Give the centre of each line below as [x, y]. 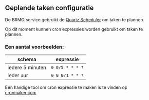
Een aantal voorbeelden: [35, 47]
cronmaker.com [21, 93]
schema [27, 59]
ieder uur [18, 76]
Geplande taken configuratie [49, 8]
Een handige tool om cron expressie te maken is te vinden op [66, 87]
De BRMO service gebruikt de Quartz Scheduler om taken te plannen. [75, 19]
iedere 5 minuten [27, 67]
